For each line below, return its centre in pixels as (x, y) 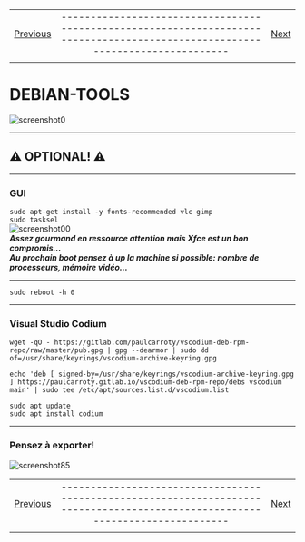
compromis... (35, 248)
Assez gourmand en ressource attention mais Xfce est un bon (129, 239)
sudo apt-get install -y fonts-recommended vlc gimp (111, 212)
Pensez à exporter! (52, 446)
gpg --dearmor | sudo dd (162, 350)
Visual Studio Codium (58, 323)
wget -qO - (30, 343)
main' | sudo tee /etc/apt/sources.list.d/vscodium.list (119, 390)
